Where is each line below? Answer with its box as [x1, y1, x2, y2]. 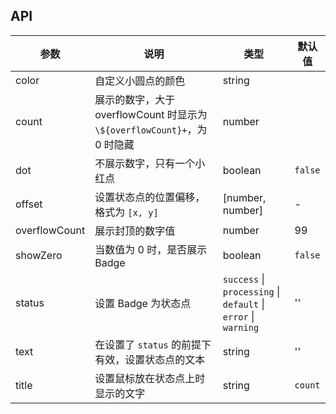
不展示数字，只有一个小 [94, 156, 206, 170]
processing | [222, 284, 281, 298]
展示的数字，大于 [94, 92, 176, 106]
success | [222, 272, 265, 286]
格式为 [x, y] [94, 205, 159, 219]
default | [222, 297, 265, 311]
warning [222, 322, 260, 333]
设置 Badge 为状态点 [94, 296, 192, 310]
